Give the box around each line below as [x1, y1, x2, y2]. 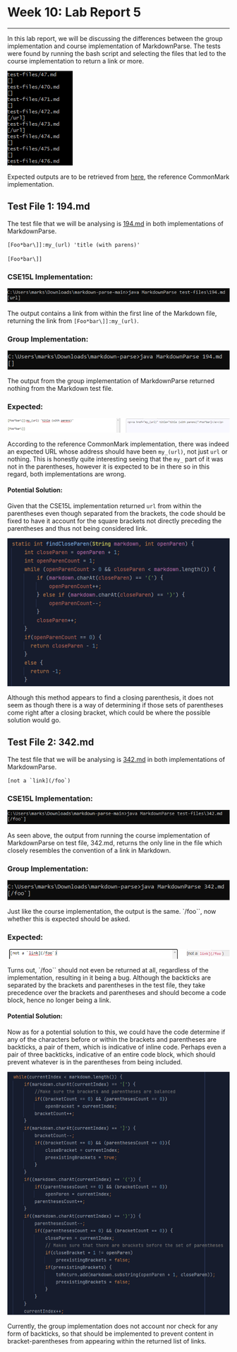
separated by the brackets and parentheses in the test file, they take [7, 980, 206, 989]
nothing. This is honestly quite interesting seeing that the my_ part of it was [7, 454, 224, 463]
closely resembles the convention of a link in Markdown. [7, 846, 171, 854]
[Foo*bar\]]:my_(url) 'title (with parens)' [7, 241, 140, 248]
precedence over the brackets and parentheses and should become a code [7, 988, 226, 997]
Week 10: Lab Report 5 [7, 4, 141, 20]
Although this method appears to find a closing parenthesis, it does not [7, 693, 214, 702]
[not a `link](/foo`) [7, 777, 71, 784]
